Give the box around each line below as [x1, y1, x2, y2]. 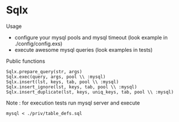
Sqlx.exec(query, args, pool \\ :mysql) [6, 74, 106, 80]
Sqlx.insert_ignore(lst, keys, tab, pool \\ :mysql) [6, 84, 137, 90]
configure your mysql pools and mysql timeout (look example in [14, 34, 168, 41]
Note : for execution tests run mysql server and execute [6, 99, 140, 106]
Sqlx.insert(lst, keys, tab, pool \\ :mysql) [6, 79, 119, 85]
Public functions [6, 58, 46, 64]
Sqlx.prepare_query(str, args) [6, 69, 82, 74]
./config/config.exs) [14, 40, 63, 47]
